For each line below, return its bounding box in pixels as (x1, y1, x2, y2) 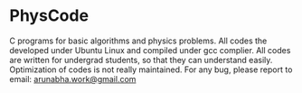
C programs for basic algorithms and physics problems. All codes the (9, 35, 268, 46)
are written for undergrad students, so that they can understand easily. (9, 54, 273, 65)
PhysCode (9, 5, 89, 26)
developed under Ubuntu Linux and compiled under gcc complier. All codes (9, 44, 291, 55)
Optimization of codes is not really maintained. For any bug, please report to (9, 64, 293, 75)
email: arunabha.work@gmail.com (9, 73, 137, 84)
